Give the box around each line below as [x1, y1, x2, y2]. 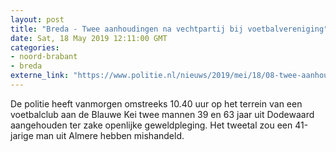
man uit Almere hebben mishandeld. [35, 129, 185, 141]
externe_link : [10, 71, 70, 81]
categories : [10, 42, 60, 53]
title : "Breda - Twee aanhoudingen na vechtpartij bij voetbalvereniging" [10, 24, 329, 34]
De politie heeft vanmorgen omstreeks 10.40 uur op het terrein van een [10, 97, 303, 110]
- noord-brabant [10, 52, 78, 62]
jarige [10, 129, 34, 141]
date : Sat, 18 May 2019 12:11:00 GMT [10, 33, 168, 43]
